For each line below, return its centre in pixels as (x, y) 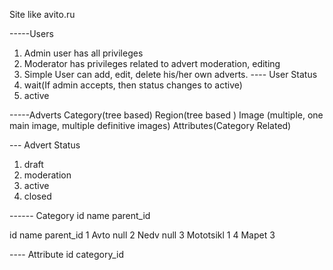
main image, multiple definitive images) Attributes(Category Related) (150, 125)
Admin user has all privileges (83, 53)
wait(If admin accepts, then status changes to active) (133, 85)
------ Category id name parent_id (80, 215)
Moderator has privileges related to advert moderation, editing (152, 63)
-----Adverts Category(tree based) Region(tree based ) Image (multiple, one (166, 115)
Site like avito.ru (42, 14)
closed (37, 196)
